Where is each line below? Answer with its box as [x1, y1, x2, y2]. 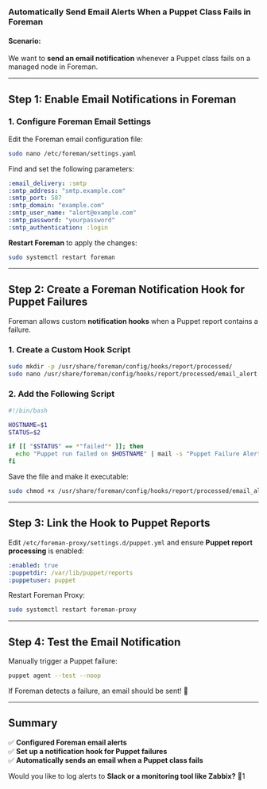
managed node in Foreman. [8, 62, 99, 71]
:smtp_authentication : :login [8, 223, 109, 232]
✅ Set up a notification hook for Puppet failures [8, 746, 168, 756]
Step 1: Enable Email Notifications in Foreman [8, 92, 237, 106]
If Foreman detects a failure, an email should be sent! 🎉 [8, 686, 189, 695]
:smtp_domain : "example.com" [8, 202, 105, 210]
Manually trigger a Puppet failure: [8, 656, 118, 666]
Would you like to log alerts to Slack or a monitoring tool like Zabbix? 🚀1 [8, 771, 246, 780]
